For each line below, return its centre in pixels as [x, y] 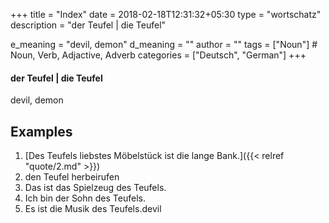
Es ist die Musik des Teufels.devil [93, 209]
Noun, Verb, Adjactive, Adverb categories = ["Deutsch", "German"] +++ [158, 55]
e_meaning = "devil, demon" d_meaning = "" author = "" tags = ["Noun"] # [164, 44]
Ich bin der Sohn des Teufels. [85, 198]
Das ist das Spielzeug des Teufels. [95, 188]
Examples [41, 131]
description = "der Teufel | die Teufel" [88, 25]
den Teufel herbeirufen [72, 177]
